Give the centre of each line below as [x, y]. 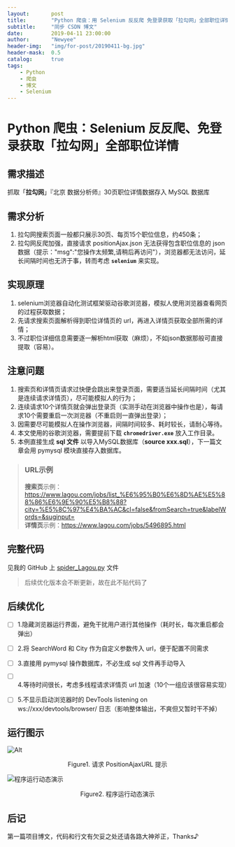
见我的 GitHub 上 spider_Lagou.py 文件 [63, 567]
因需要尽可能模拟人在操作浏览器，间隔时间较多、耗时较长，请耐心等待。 [121, 424]
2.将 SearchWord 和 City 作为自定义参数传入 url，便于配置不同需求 [113, 648]
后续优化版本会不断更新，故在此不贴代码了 [86, 582]
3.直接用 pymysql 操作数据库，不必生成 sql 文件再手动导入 [101, 663]
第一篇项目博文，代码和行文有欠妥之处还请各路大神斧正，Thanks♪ [103, 837]
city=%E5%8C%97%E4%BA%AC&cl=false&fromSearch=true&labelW [125, 509]
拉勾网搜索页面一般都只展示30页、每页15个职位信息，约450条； [110, 234]
